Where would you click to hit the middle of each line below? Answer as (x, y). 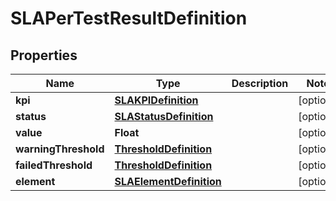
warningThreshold (60, 149)
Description (260, 83)
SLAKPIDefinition (156, 100)
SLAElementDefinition (168, 181)
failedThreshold (54, 165)
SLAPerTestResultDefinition (129, 18)
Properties (44, 55)
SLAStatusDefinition (164, 116)
